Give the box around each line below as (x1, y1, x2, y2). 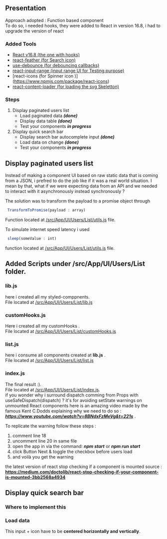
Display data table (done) (19, 118, 72, 124)
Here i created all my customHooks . (5, 322, 80, 329)
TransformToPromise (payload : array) (7, 207, 86, 213)
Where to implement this (5, 503, 66, 510)
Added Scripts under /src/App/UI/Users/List (5, 259, 146, 268)
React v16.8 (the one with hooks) (12, 52, 80, 58)
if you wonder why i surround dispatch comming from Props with (5, 392, 139, 398)
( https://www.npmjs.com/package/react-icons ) (12, 78, 110, 84)
